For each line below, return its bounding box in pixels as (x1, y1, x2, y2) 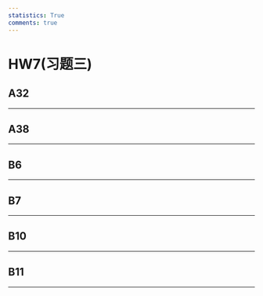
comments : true (8, 19, 58, 27)
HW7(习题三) (8, 55, 92, 73)
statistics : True (8, 11, 65, 20)
